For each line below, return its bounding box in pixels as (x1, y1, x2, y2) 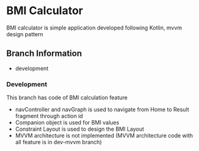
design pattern (6, 30, 43, 37)
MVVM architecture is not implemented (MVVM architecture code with (15, 132, 193, 139)
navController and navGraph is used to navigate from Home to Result (15, 106, 190, 114)
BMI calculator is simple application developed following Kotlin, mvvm (6, 24, 182, 31)
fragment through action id (15, 112, 83, 120)
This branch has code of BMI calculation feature (6, 94, 128, 101)
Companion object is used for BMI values (15, 119, 119, 126)
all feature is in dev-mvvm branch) (15, 139, 102, 146)
